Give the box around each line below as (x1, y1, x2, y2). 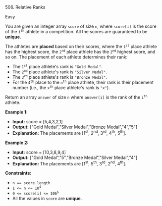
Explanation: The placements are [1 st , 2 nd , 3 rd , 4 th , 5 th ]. (12, 129, 126, 136)
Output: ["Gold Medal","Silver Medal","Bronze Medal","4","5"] (12, 124, 138, 130)
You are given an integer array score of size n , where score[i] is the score (5, 23, 157, 29)
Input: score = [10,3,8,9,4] (12, 149, 66, 155)
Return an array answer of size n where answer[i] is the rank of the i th (5, 94, 148, 100)
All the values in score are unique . (12, 196, 82, 202)
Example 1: (5, 109, 28, 115)
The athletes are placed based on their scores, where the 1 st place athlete (5, 44, 157, 49)
